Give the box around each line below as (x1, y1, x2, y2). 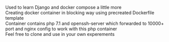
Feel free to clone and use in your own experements (5, 31, 115, 37)
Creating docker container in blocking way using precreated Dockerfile (5, 10, 155, 16)
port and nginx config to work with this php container (5, 26, 117, 32)
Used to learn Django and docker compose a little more (5, 5, 122, 10)
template (5, 15, 24, 21)
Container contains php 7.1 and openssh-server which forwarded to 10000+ (5, 20, 164, 26)
